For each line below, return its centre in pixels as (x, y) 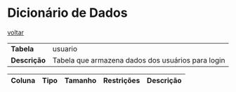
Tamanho (80, 80)
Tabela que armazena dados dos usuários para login (139, 60)
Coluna (23, 80)
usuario (65, 48)
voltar (16, 32)
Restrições (122, 80)
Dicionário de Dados (67, 13)
